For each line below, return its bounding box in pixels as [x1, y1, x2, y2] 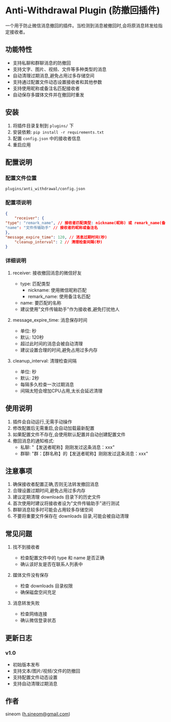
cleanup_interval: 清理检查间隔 [12, 357, 77, 364]
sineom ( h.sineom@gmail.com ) [5, 711, 70, 717]
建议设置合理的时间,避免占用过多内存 [20, 347, 98, 353]
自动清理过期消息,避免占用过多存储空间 [12, 72, 95, 79]
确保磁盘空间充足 [20, 589, 56, 596]
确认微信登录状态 [20, 617, 56, 624]
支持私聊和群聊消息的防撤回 [12, 60, 71, 66]
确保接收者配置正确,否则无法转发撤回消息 [12, 481, 99, 487]
